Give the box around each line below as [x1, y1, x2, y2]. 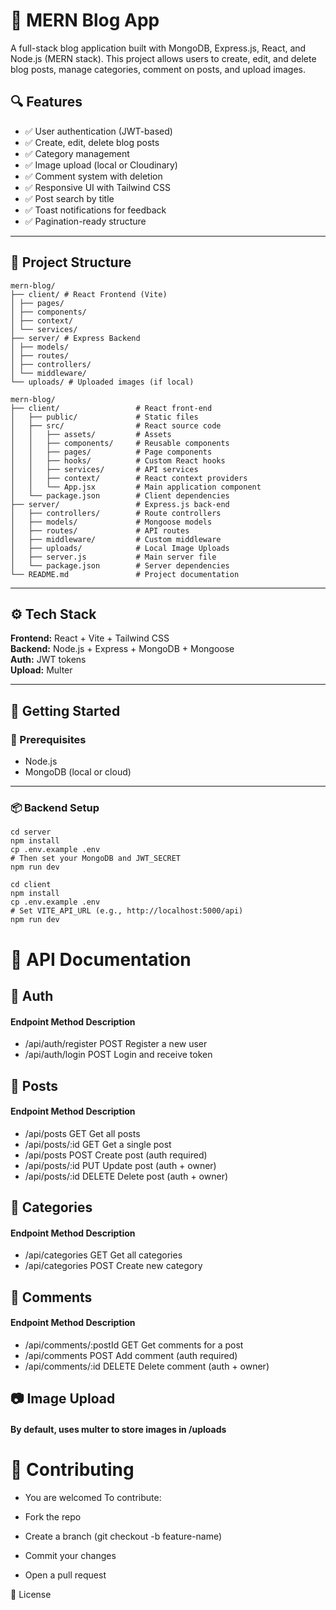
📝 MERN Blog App [10, 9, 160, 32]
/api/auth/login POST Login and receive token [24, 1049, 213, 1061]
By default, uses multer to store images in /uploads [10, 1423, 227, 1435]
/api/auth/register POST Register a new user [24, 1038, 208, 1050]
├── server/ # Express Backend [10, 333, 141, 343]
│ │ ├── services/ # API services [10, 464, 199, 474]
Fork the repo [24, 1510, 82, 1523]
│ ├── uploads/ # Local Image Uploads [10, 543, 230, 553]
